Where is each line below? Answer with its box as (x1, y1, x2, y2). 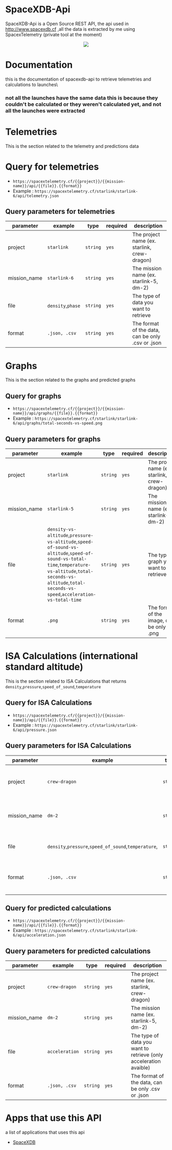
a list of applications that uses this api (5, 1129, 85, 1136)
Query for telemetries (5, 161, 99, 172)
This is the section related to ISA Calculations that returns (5, 678, 126, 684)
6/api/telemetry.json (12, 193, 59, 199)
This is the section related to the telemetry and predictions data (5, 143, 139, 149)
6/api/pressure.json (12, 727, 57, 732)
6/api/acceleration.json (12, 933, 66, 938)
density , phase (47, 302, 80, 309)
